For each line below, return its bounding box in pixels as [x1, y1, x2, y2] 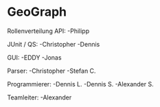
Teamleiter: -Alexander [7, 93, 72, 102]
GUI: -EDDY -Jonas [7, 53, 62, 62]
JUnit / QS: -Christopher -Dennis [7, 40, 100, 48]
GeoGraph [7, 4, 67, 20]
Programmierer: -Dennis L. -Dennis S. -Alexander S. [7, 80, 154, 88]
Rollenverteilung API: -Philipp [7, 27, 90, 35]
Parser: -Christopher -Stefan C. [7, 67, 96, 75]
